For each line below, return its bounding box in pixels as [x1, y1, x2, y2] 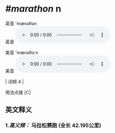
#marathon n [5, 3, 62, 15]
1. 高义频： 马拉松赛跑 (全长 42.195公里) [5, 122, 101, 129]
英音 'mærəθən [5, 20, 37, 26]
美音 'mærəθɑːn [5, 49, 39, 56]
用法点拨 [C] [5, 89, 31, 95]
